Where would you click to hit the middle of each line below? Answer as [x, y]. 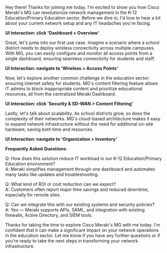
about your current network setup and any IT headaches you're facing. [78, 23]
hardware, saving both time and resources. [49, 129]
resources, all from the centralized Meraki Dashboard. [61, 94]
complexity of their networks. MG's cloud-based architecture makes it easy [83, 119]
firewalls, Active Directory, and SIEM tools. [49, 215]
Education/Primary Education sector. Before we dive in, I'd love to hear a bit [83, 18]
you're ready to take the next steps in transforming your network [72, 241]
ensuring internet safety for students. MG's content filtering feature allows [82, 83]
